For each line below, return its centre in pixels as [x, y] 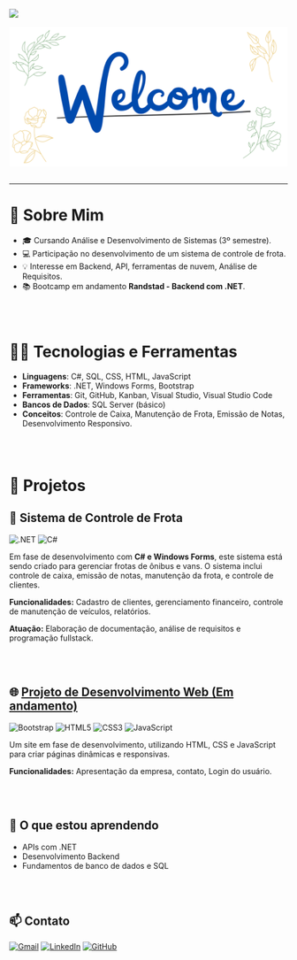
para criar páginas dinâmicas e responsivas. [90, 754]
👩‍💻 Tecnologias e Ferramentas [123, 352]
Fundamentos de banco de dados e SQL [95, 865]
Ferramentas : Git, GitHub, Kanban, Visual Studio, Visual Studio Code [147, 395]
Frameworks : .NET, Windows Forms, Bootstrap [108, 386]
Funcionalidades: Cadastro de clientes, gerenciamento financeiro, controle [146, 602]
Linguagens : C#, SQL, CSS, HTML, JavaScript [107, 376]
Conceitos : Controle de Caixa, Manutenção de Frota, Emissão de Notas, [153, 414]
